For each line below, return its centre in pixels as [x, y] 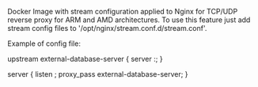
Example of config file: [44, 43]
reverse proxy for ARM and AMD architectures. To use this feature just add [129, 20]
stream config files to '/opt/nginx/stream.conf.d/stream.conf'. [107, 28]
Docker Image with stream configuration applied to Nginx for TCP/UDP [123, 11]
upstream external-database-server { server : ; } [85, 59]
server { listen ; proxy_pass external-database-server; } [98, 74]
